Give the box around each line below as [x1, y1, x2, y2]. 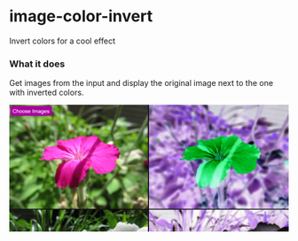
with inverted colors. [9, 87, 84, 98]
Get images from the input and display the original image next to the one [9, 78, 273, 89]
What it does [9, 58, 66, 70]
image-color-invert [9, 6, 153, 27]
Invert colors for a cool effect [9, 35, 115, 46]
